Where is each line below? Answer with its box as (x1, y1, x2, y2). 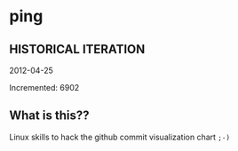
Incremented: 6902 (9, 83, 80, 92)
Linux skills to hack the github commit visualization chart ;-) (9, 131, 231, 142)
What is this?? (9, 108, 90, 123)
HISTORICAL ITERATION (9, 42, 146, 57)
